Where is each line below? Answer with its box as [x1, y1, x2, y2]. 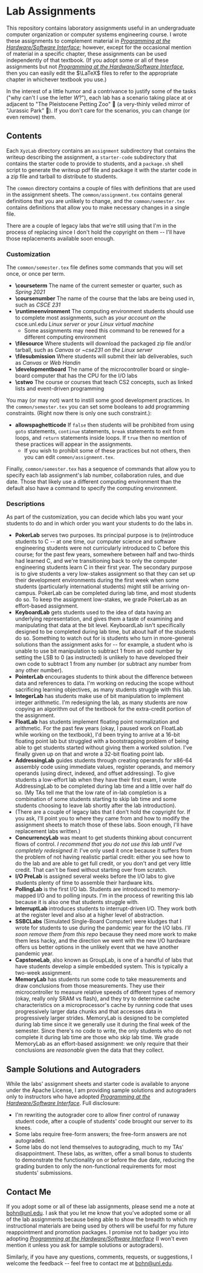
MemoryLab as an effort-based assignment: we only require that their [14, 1040, 188, 1048]
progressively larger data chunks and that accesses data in [14, 1008, 163, 1015]
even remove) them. [6, 113, 56, 121]
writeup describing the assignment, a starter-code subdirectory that [6, 153, 177, 161]
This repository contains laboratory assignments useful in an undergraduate [6, 24, 195, 32]
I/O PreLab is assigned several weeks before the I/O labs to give [14, 872, 175, 880]
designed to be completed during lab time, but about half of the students [14, 628, 196, 636]
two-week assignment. [14, 969, 72, 977]
